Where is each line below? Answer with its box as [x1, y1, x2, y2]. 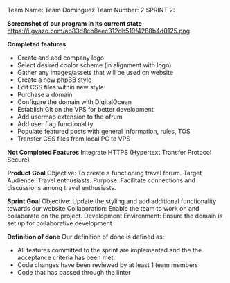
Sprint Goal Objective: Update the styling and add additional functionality [7, 197, 217, 205]
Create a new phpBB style [17, 76, 92, 84]
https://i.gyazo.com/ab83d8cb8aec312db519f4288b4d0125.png [7, 27, 191, 35]
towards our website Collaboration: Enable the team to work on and [7, 205, 200, 212]
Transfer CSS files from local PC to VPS [17, 135, 130, 143]
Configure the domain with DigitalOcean [17, 98, 132, 106]
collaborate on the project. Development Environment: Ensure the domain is [7, 212, 223, 220]
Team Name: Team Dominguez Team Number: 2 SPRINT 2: [7, 6, 175, 14]
